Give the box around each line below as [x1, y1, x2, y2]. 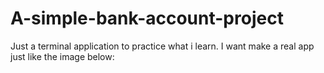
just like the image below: [10, 50, 115, 62]
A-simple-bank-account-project [10, 7, 284, 30]
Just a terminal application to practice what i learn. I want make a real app [10, 40, 315, 52]
